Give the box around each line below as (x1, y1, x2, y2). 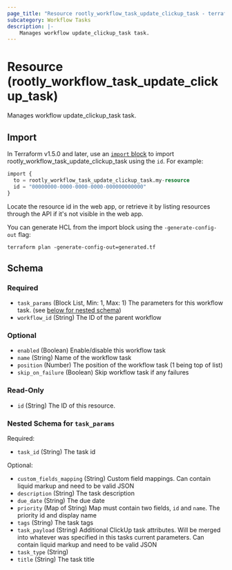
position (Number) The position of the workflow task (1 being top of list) (17, 361, 223, 370)
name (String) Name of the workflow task (17, 354, 132, 362)
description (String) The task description (17, 489, 135, 497)
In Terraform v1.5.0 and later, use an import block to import (7, 150, 175, 158)
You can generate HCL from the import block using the (7, 222, 163, 231)
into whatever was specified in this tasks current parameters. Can (17, 533, 205, 542)
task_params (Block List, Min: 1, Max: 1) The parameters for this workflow (17, 298, 223, 307)
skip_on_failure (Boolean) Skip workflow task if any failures (17, 368, 189, 377)
